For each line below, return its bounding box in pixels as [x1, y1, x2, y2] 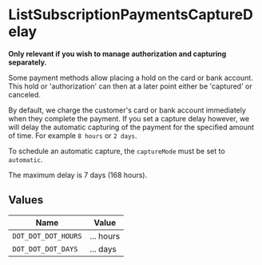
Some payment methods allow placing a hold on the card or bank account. [8, 73, 253, 82]
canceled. [8, 89, 42, 99]
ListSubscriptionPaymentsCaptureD [8, 6, 253, 24]
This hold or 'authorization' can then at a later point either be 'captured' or [8, 81, 253, 91]
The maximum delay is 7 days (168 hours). [8, 170, 148, 180]
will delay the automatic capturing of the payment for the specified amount [8, 122, 254, 132]
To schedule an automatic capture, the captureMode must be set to [8, 146, 225, 156]
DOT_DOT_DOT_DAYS [12, 244, 78, 253]
